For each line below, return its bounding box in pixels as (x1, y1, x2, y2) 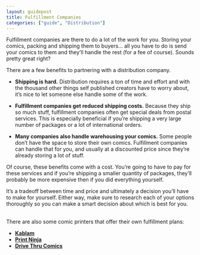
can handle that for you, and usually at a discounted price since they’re (14, 145, 190, 153)
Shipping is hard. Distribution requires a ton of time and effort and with (14, 78, 190, 85)
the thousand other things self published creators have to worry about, (14, 85, 189, 92)
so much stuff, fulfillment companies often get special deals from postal (14, 108, 192, 116)
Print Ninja (14, 236, 42, 243)
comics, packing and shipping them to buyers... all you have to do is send (6, 42, 187, 49)
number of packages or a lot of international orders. (14, 122, 143, 129)
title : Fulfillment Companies (6, 14, 82, 20)
